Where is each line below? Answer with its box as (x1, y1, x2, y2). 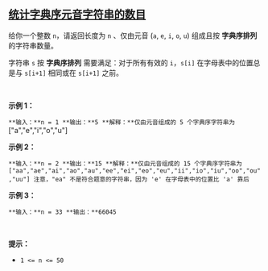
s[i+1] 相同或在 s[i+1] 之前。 (23, 68, 123, 77)
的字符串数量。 (8, 40, 58, 50)
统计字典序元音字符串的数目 (8, 7, 146, 22)
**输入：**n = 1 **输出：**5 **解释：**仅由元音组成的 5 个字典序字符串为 (8, 118, 236, 127)
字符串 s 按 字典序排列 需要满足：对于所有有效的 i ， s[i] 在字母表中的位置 (8, 57, 254, 67)
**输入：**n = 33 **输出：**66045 (8, 208, 117, 216)
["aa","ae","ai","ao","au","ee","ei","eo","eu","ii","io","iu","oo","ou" (8, 166, 262, 175)
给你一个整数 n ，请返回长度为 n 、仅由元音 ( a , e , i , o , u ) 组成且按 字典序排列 (8, 31, 258, 40)
